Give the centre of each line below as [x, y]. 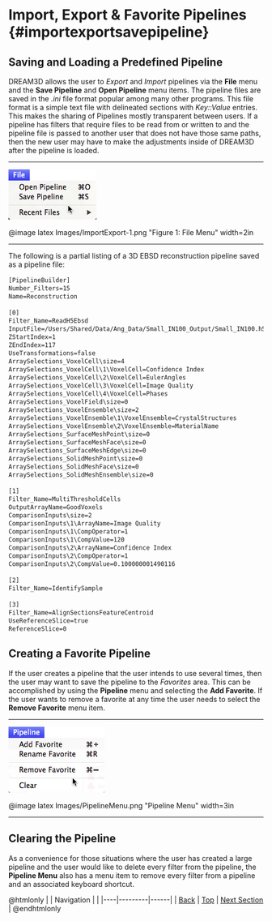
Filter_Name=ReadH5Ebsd [49, 321]
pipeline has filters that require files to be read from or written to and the [129, 124]
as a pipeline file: [36, 264]
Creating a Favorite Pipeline [80, 654]
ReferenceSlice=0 [38, 629]
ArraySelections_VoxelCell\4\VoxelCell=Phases [88, 394]
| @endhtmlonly [35, 908]
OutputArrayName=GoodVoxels [56, 508]
